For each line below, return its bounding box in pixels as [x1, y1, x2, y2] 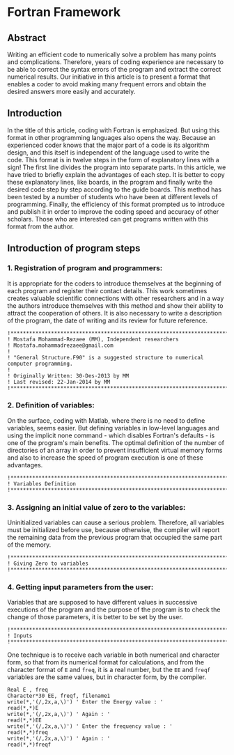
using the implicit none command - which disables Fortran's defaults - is [7, 431, 215, 439]
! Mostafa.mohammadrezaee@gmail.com [7, 342, 114, 349]
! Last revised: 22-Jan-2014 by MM [7, 378, 111, 385]
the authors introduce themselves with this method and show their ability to [7, 301, 224, 310]
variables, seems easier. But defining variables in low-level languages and [7, 423, 219, 432]
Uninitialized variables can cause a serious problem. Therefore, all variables [7, 518, 225, 527]
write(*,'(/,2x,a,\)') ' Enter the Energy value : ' [7, 699, 164, 706]
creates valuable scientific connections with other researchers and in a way [7, 294, 224, 302]
